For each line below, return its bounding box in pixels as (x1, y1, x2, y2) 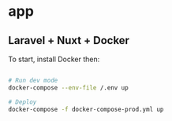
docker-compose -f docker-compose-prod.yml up (8, 105, 164, 113)
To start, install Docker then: (8, 54, 100, 64)
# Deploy (8, 97, 37, 106)
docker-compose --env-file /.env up (8, 83, 129, 92)
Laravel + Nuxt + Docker (8, 34, 130, 47)
